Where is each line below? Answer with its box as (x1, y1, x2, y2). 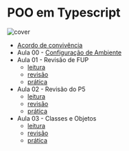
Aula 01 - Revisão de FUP (16, 55, 89, 63)
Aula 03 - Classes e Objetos (16, 114, 97, 122)
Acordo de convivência (16, 41, 83, 49)
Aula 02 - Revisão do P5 (16, 85, 86, 93)
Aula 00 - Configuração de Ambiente (16, 48, 122, 57)
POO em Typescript (7, 5, 121, 21)
